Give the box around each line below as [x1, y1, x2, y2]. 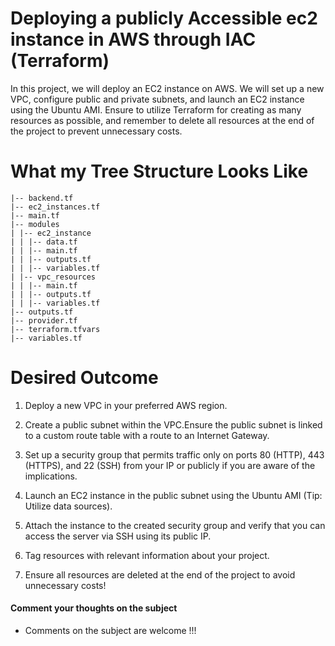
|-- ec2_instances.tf [10, 202, 101, 212]
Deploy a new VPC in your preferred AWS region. [24, 399, 228, 411]
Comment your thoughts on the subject [10, 602, 178, 614]
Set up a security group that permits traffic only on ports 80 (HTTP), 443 [24, 448, 325, 461]
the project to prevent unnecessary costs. [10, 125, 183, 137]
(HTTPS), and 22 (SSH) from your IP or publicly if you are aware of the [24, 459, 316, 471]
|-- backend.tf [10, 193, 74, 203]
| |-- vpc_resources [10, 272, 97, 282]
